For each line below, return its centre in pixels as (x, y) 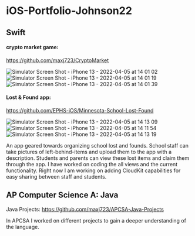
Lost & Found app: (28, 97)
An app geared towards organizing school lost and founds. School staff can (97, 145)
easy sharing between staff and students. (56, 176)
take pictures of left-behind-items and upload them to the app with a (89, 152)
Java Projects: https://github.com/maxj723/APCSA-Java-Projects (85, 209)
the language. (23, 227)
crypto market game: (32, 47)
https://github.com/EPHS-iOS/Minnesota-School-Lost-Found (80, 110)
